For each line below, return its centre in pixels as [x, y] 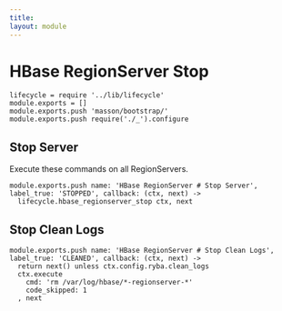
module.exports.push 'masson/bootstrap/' [89, 111]
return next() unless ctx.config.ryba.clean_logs [113, 266]
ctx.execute [40, 275]
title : [22, 18]
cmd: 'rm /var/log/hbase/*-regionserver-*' [110, 283]
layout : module [38, 26]
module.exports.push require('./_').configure [99, 119]
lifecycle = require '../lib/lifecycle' [87, 95]
